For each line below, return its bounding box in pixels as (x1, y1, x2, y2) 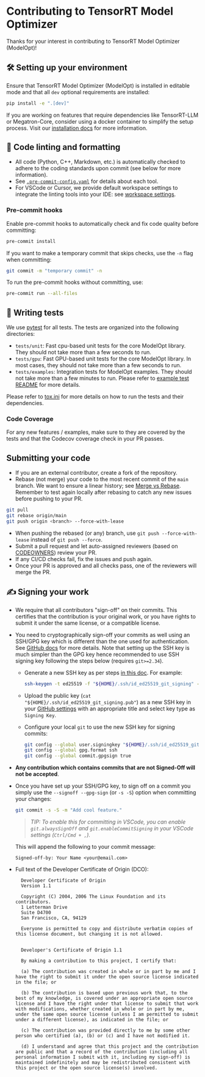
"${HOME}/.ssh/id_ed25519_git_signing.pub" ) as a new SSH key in (24, 698, 191, 706)
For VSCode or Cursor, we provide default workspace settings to (15, 184, 178, 192)
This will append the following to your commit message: (15, 843, 156, 851)
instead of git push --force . (30, 535, 103, 543)
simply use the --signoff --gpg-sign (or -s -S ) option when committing (15, 789, 196, 796)
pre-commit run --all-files (6, 291, 78, 297)
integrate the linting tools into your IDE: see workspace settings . (15, 191, 176, 198)
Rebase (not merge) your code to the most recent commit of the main (15, 475, 189, 483)
